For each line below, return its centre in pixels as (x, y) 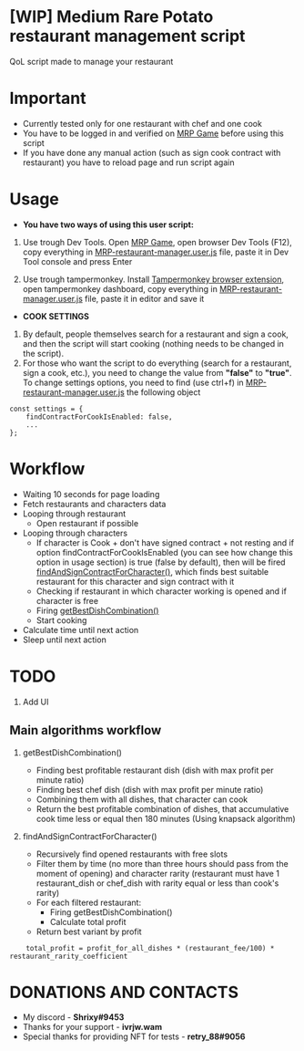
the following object (163, 392)
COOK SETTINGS (56, 316)
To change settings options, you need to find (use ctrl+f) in (133, 382)
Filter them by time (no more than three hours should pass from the (162, 863)
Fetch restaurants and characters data (94, 504)
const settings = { (46, 409)
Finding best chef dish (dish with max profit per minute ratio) (150, 789)
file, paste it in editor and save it (145, 298)
